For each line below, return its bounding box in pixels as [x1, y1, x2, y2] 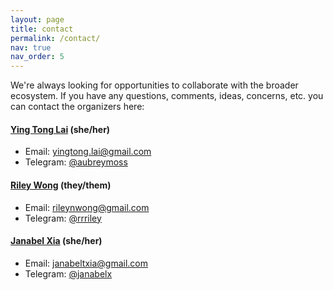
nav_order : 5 [10, 52, 65, 62]
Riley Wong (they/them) [10, 179, 112, 191]
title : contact [10, 24, 74, 34]
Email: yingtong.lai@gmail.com [24, 146, 152, 158]
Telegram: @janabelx [24, 267, 113, 280]
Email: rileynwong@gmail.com [24, 201, 150, 213]
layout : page [10, 14, 65, 25]
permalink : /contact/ [10, 33, 101, 43]
